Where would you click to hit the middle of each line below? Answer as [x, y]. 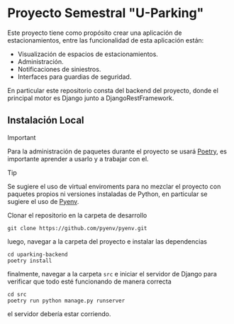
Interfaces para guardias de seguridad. [74, 77]
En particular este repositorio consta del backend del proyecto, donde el [113, 90]
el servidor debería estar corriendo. [59, 313]
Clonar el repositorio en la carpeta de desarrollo [77, 215]
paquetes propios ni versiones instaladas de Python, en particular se [107, 194]
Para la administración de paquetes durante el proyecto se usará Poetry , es [117, 151]
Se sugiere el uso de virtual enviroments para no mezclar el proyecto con [114, 186]
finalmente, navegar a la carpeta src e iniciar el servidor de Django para [112, 274]
